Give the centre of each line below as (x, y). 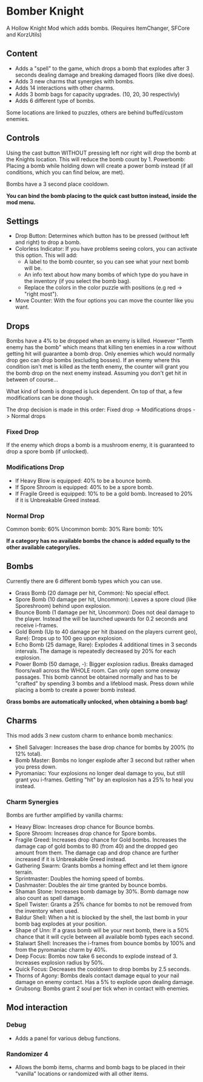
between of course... (32, 380)
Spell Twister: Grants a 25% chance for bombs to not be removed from (103, 904)
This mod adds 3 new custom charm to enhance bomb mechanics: (90, 735)
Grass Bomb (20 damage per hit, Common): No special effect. (92, 593)
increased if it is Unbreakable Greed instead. (71, 859)
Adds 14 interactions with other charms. (65, 88)
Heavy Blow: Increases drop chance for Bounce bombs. (85, 827)
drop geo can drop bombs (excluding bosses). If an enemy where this (93, 360)
